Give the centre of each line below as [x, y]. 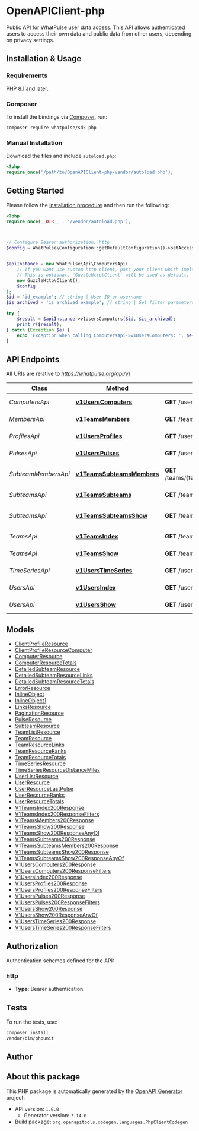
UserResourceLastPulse [44, 789]
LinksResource [33, 707]
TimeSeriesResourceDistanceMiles [57, 770]
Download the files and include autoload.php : [61, 156]
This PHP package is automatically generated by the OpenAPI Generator [94, 1091]
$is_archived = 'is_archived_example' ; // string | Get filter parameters [100, 303]
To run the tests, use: [32, 1022]
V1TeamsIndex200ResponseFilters [57, 814]
